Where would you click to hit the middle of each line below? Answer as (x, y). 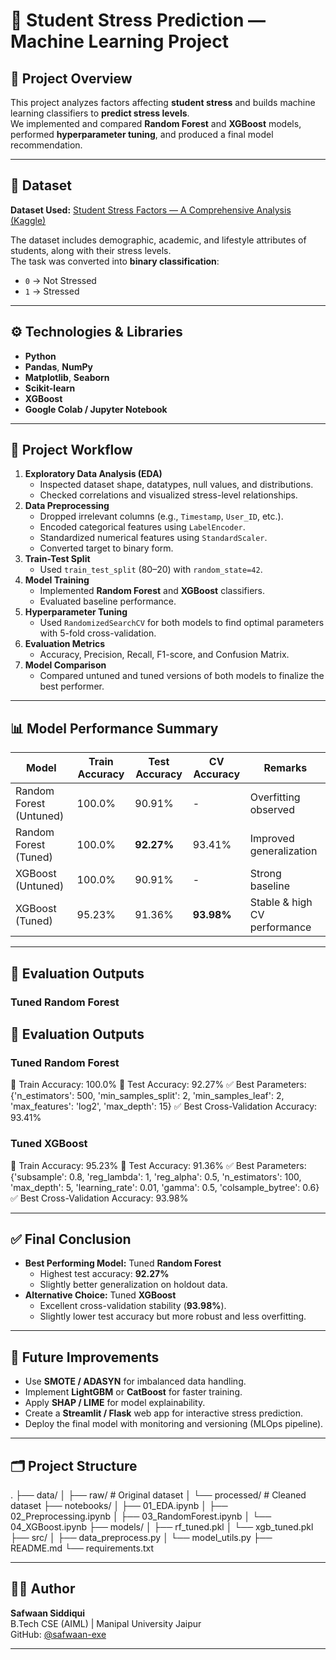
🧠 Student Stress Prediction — (138, 20)
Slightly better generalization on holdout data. (133, 1285)
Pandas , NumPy (58, 366)
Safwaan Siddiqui (48, 1613)
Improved (272, 839)
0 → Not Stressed (60, 280)
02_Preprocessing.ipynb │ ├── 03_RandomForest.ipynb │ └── (141, 1516)
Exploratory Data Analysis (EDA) (93, 474)
